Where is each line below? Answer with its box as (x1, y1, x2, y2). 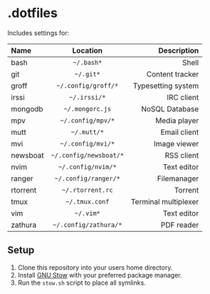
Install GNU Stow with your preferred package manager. (17, 270, 183, 279)
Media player (155, 116, 199, 126)
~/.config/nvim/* (58, 163, 117, 171)
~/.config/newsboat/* (51, 151, 125, 159)
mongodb (11, 103, 44, 113)
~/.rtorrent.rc (61, 186, 113, 194)
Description (158, 45, 199, 55)
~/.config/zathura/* (52, 220, 122, 229)
